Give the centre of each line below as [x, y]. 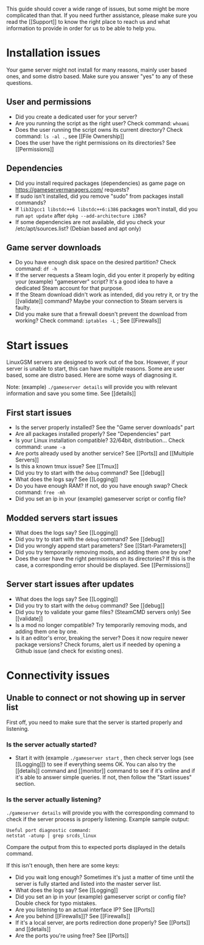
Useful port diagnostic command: [49, 831]
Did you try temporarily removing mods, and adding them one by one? [103, 552]
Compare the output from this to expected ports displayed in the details [96, 847]
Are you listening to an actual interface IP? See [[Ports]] [85, 910]
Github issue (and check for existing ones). [69, 651]
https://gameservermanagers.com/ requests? [72, 189]
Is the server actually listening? [54, 799]
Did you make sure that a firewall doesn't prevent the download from [101, 314]
